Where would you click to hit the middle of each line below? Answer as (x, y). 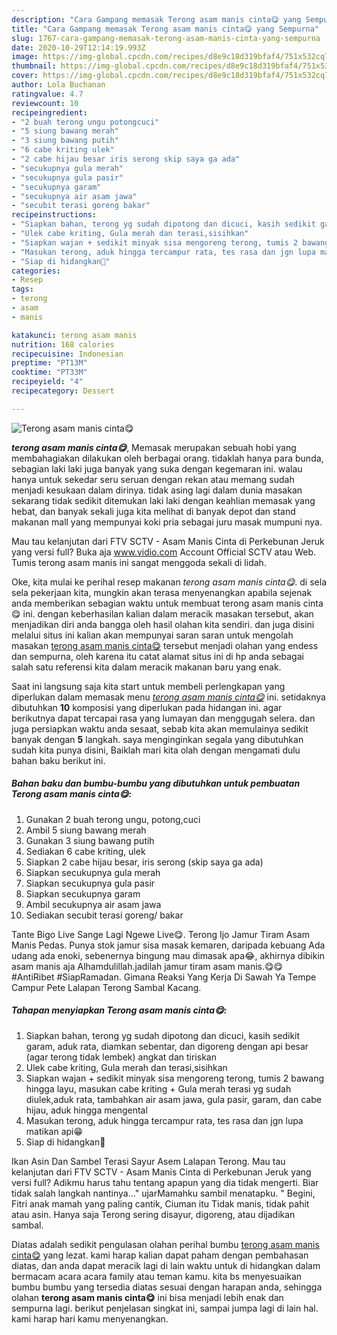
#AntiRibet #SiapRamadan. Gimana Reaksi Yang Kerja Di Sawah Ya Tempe (164, 977)
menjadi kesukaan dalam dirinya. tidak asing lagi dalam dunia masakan (157, 490)
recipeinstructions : (54, 215)
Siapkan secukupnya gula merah (93, 872)
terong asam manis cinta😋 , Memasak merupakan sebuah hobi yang (154, 447)
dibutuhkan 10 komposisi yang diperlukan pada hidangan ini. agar (147, 707)
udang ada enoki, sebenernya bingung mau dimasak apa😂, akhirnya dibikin (168, 955)
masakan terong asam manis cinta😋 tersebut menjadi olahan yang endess (165, 645)
